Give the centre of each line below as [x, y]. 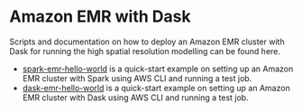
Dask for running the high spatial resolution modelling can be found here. [145, 51]
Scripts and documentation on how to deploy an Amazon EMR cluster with [147, 42]
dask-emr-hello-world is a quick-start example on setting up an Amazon [156, 88]
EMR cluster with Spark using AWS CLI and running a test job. [137, 78]
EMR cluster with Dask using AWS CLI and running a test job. [136, 98]
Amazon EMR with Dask [100, 17]
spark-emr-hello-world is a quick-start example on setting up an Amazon [158, 69]
